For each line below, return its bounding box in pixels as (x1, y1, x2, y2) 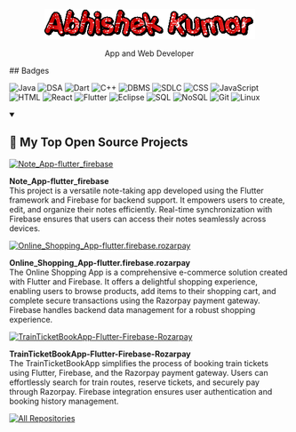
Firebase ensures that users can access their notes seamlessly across (9, 213, 267, 224)
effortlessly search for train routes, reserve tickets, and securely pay (9, 377, 260, 388)
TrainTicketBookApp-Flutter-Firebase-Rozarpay (9, 348, 191, 359)
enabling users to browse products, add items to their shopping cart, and (9, 285, 277, 296)
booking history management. (9, 396, 119, 406)
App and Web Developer (104, 48, 195, 59)
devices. (9, 222, 41, 234)
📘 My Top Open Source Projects (9, 135, 188, 150)
